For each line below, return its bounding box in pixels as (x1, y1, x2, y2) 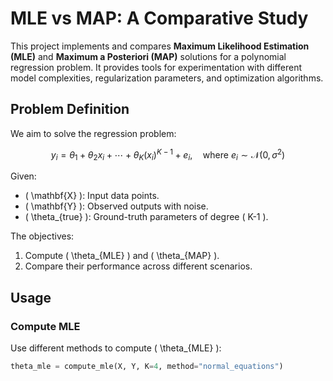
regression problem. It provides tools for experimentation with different (10, 61, 303, 73)
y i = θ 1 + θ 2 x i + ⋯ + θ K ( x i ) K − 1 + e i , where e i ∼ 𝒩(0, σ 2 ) (50, 147, 286, 163)
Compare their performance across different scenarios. (24, 260, 253, 272)
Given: (10, 170, 37, 182)
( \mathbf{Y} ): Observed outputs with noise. (24, 200, 209, 212)
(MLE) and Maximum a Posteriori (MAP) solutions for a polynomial (10, 50, 287, 62)
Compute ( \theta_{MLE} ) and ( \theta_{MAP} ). (24, 250, 220, 262)
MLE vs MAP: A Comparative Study (10, 7, 309, 30)
